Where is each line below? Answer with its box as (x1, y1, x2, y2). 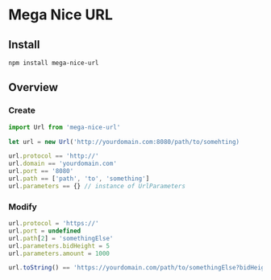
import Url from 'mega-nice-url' (8, 123, 121, 131)
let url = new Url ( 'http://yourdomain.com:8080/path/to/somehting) (8, 138, 240, 146)
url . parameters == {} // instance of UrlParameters (8, 182, 186, 190)
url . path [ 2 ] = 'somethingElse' (8, 234, 114, 242)
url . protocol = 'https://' (8, 220, 99, 228)
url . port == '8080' (8, 167, 74, 175)
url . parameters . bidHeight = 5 (8, 241, 110, 250)
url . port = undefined (8, 227, 81, 235)
